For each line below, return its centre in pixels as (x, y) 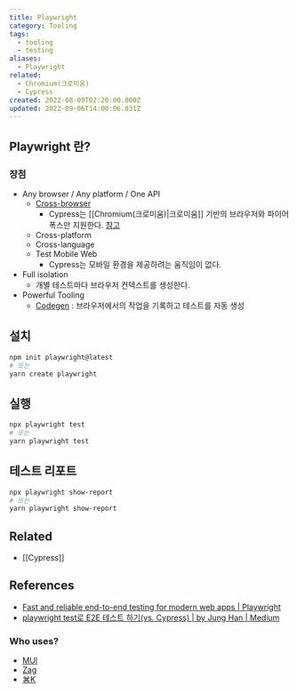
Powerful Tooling (53, 295)
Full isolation (45, 274)
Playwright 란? (50, 146)
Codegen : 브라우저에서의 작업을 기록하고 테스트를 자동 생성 (140, 305)
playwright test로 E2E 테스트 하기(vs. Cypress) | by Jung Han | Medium (151, 617)
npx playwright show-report (61, 492)
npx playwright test (48, 425)
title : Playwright (43, 17)
